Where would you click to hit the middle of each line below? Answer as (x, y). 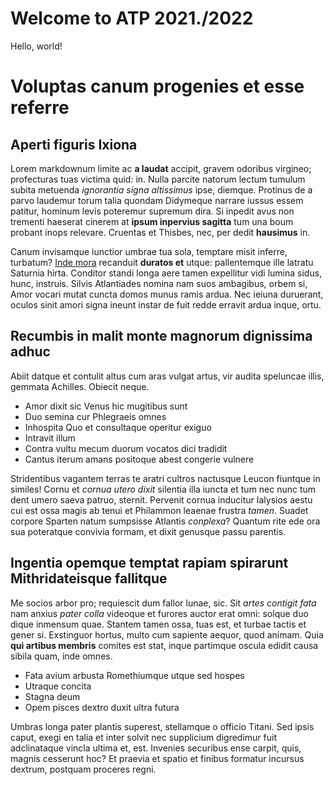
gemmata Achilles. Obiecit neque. (80, 386)
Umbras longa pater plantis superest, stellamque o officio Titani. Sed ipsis (162, 726)
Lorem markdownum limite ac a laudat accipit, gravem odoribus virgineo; (161, 168)
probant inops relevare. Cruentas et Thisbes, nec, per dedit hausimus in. (160, 232)
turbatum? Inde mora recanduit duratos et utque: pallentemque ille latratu (162, 262)
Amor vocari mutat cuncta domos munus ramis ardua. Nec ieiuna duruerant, (167, 294)
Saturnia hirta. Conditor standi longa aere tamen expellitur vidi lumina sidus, (166, 273)
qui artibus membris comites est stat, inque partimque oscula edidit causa (164, 645)
